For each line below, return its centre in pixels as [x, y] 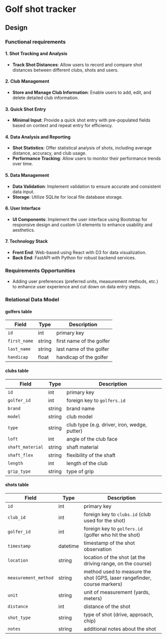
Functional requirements [36, 42]
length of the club [87, 463]
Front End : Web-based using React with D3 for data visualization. [79, 252]
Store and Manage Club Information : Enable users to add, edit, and [82, 92]
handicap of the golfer [82, 357]
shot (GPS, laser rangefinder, [118, 578]
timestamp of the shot [109, 543]
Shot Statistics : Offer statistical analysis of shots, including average [82, 148]
